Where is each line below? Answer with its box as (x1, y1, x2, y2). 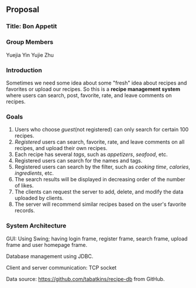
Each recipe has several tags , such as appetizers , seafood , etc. (14, 151, 168, 158)
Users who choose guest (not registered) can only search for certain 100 (14, 126, 189, 133)
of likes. (14, 182, 34, 189)
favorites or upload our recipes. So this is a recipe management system (6, 85, 180, 93)
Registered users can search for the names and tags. (14, 157, 143, 164)
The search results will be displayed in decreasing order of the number (14, 176, 185, 183)
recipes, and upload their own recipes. (14, 145, 108, 152)
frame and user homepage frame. (6, 241, 88, 248)
